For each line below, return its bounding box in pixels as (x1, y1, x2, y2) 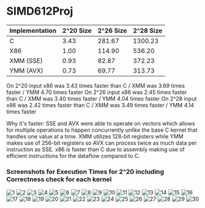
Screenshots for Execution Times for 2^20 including (6, 167, 164, 176)
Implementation (9, 26, 57, 35)
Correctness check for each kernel (6, 175, 112, 184)
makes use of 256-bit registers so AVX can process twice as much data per (6, 139, 197, 146)
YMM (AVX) (9, 66, 44, 74)
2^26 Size (97, 26, 127, 35)
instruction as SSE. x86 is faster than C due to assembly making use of (6, 145, 185, 153)
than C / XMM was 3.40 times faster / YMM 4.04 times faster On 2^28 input (6, 95, 197, 102)
